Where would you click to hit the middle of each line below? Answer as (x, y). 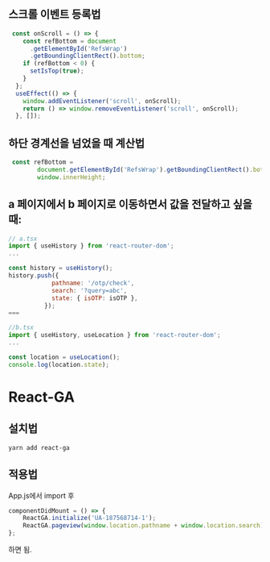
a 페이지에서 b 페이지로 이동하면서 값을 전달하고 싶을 (131, 204)
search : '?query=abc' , (89, 290)
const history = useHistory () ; (61, 269)
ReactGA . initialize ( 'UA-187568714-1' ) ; (90, 518)
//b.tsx (21, 328)
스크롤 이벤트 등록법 (55, 15)
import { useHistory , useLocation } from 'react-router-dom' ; (115, 335)
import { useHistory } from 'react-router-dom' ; (91, 246)
